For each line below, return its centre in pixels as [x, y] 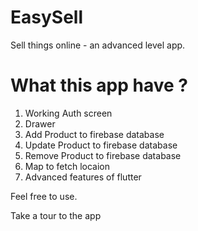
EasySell [46, 17]
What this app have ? [99, 85]
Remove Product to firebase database [103, 155]
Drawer [40, 123]
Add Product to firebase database [94, 134]
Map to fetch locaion [67, 166]
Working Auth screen [68, 113]
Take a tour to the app [56, 215]
